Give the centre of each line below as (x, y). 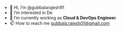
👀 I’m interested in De (31, 13)
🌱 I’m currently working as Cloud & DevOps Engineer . (63, 18)
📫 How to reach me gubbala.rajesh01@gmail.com (60, 23)
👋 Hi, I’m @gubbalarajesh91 (37, 8)
